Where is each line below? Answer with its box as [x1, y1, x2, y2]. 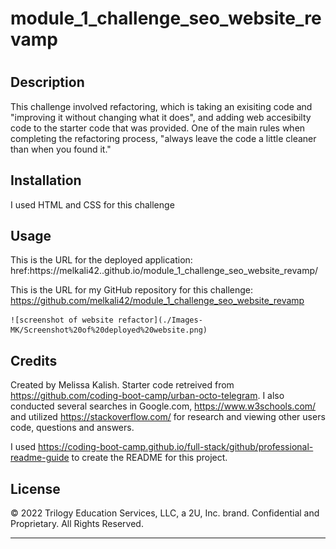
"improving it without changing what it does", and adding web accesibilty [10, 111, 312, 123]
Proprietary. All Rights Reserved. [10, 518, 144, 530]
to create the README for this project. [71, 452, 228, 464]
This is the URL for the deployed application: [10, 254, 193, 266]
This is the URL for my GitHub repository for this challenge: [10, 284, 254, 296]
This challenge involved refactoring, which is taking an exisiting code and [10, 100, 313, 112]
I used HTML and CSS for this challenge [10, 198, 175, 211]
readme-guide [10, 452, 70, 464]
